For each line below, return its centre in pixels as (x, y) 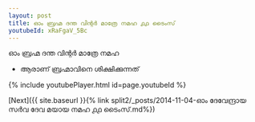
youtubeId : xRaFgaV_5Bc (48, 30)
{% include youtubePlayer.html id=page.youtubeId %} (97, 85)
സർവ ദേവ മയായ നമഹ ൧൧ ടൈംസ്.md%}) (82, 109)
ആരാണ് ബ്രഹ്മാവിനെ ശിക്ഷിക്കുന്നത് (79, 69)
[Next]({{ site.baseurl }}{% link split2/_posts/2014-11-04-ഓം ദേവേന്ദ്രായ (127, 100)
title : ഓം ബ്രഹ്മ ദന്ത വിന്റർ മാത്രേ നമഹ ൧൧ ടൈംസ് (92, 23)
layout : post (30, 16)
